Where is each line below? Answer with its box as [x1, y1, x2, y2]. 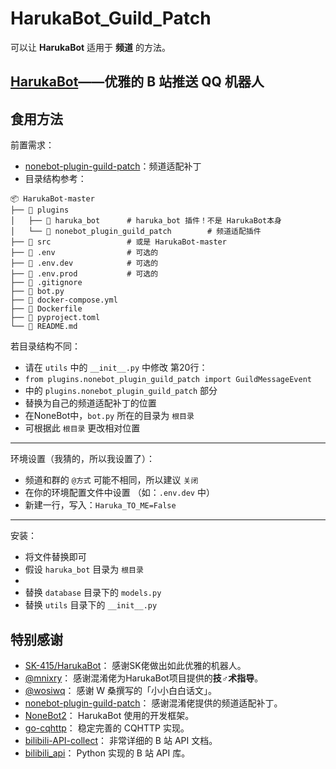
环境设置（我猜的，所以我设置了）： [10, 453, 155, 465]
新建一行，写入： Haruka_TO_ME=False [24, 499, 177, 511]
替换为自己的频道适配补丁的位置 [24, 397, 157, 409]
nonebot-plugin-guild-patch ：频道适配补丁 [24, 160, 202, 172]
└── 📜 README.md [10, 322, 78, 332]
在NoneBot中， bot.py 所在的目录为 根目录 [24, 410, 195, 422]
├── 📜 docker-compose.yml [10, 295, 118, 306]
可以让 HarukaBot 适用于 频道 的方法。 [10, 41, 171, 53]
